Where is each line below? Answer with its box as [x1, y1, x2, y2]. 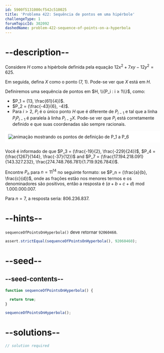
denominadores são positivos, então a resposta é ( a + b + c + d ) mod [5, 181, 145, 187]
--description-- [5, 47, 70, 58]
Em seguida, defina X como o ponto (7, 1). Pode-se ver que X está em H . [5, 78, 151, 84]
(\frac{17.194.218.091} [100, 154, 144, 159]
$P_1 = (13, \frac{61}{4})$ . [12, 98, 65, 104]
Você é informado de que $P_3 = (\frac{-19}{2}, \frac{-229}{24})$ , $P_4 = [5, 148, 156, 154]
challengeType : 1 [5, 16, 41, 21]
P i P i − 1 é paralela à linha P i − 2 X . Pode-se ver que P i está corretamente [12, 115, 155, 122]
